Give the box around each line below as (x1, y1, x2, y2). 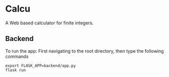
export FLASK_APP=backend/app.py (5, 63, 76, 68)
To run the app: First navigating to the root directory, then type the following (5, 48, 164, 54)
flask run (5, 67, 26, 72)
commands (5, 53, 29, 59)
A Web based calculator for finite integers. (5, 20, 94, 26)
